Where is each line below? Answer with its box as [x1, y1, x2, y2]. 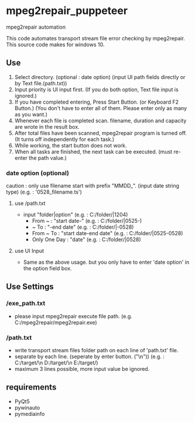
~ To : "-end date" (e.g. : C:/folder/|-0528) [32, 223, 134, 231]
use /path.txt [14, 200, 46, 207]
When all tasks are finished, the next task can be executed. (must [14, 148, 173, 155]
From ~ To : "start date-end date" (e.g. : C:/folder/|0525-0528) [32, 230, 183, 237]
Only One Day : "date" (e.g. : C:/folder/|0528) [32, 236, 142, 243]
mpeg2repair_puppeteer [6, 4, 128, 18]
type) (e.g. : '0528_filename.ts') [6, 188, 82, 195]
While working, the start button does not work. [14, 142, 127, 149]
